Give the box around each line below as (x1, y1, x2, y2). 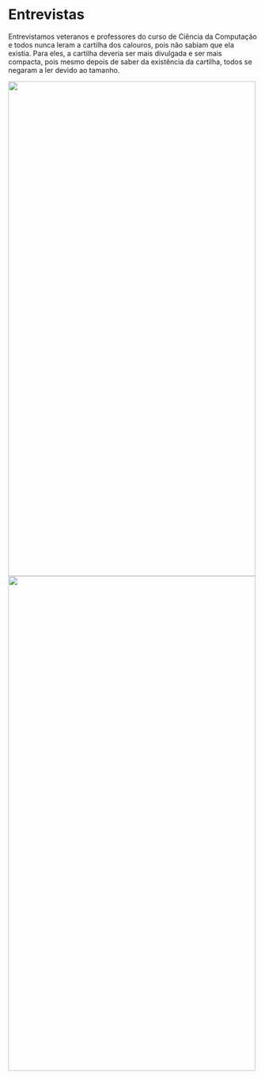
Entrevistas (8, 6, 85, 24)
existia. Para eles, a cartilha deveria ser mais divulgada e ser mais (8, 48, 223, 58)
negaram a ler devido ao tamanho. (8, 65, 120, 74)
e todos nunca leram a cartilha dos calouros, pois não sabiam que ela (8, 40, 235, 49)
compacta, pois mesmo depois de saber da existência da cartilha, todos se (8, 57, 252, 66)
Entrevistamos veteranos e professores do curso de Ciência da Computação (8, 32, 257, 41)
